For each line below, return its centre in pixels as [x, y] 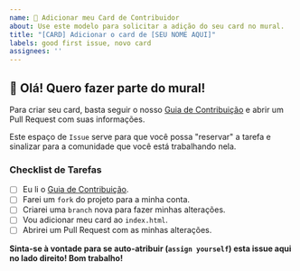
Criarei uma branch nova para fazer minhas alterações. [124, 210]
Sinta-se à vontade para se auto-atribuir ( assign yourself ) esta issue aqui [150, 248]
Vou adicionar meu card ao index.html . [95, 220]
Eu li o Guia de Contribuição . [75, 190]
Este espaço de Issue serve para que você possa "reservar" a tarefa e [140, 136]
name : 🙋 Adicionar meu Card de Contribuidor [94, 18]
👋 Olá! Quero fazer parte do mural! [108, 88]
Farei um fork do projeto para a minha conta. [106, 200]
